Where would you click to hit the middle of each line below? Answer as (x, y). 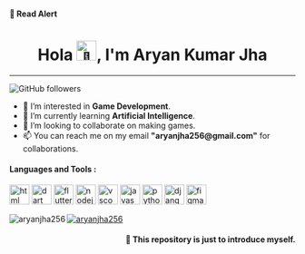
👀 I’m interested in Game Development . (96, 106)
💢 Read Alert (33, 14)
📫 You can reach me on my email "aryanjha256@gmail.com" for (146, 135)
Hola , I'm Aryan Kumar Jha (152, 54)
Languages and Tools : (53, 170)
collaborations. (50, 148)
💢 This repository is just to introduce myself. (211, 239)
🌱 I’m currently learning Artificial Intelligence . (108, 115)
